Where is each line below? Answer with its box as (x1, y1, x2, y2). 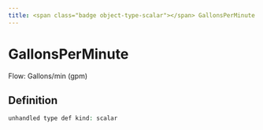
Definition (8, 93, 57, 107)
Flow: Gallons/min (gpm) (8, 71, 88, 81)
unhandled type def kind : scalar (8, 114, 118, 122)
